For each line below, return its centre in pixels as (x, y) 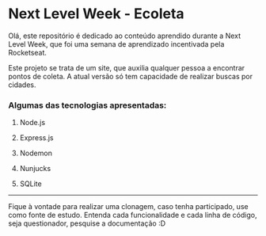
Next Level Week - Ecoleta (96, 14)
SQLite (30, 184)
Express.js (36, 138)
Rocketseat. (28, 52)
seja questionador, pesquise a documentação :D (87, 223)
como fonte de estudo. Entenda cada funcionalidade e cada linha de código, (133, 215)
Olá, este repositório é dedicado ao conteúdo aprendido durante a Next (125, 36)
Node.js (32, 123)
